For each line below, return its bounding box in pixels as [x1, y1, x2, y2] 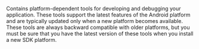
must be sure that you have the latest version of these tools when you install [6, 30, 194, 37]
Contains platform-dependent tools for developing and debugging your [6, 5, 181, 12]
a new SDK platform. [6, 37, 57, 43]
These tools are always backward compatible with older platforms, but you [6, 24, 190, 31]
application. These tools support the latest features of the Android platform [6, 11, 191, 18]
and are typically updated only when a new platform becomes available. [6, 18, 183, 24]
